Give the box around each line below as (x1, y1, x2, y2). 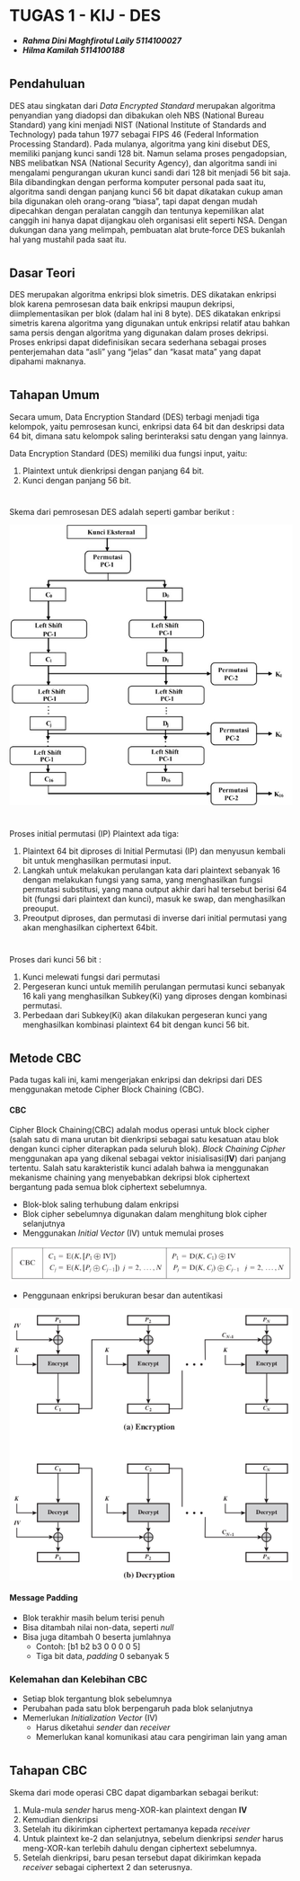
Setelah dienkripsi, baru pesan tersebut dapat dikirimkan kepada (22, 1852, 262, 1863)
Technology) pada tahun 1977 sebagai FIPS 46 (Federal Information (9, 129, 259, 139)
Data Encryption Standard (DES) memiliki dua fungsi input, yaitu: (9, 448, 248, 458)
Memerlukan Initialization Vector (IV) (22, 1713, 159, 1724)
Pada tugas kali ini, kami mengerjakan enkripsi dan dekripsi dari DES (9, 1075, 263, 1086)
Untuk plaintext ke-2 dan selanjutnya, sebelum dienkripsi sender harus (22, 1832, 284, 1843)
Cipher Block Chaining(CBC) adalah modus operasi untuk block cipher (9, 1124, 269, 1135)
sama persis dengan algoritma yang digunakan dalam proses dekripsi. (9, 327, 269, 338)
